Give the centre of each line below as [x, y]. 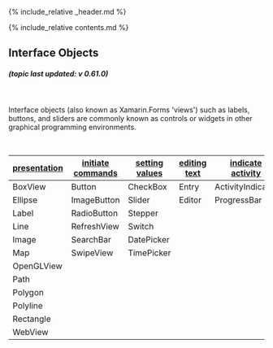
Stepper [143, 213]
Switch [141, 227]
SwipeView [92, 253]
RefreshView [95, 227]
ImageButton [95, 200]
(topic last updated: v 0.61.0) [58, 73]
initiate [95, 163]
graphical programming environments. [72, 127]
